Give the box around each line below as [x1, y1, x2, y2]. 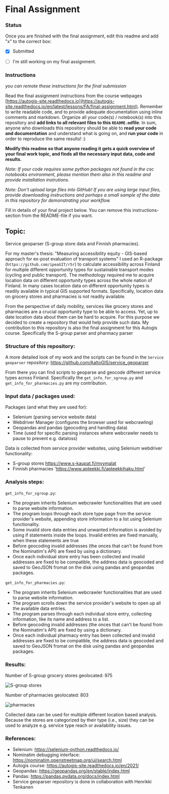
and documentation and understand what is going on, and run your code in [5, 130, 163, 136]
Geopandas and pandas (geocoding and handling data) [12, 425, 128, 431]
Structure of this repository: [5, 342, 76, 349]
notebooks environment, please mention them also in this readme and [5, 171, 151, 178]
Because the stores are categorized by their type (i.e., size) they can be [5, 717, 154, 723]
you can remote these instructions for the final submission [5, 82, 127, 89]
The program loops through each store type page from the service [12, 510, 151, 516]
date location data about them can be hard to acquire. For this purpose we [5, 314, 160, 320]
